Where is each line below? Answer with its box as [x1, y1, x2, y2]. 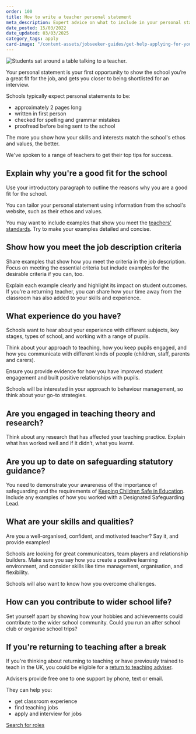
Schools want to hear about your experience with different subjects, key [6, 326, 179, 334]
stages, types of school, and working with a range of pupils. [6, 333, 150, 340]
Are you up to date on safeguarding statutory [6, 456, 173, 466]
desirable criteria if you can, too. [6, 270, 84, 277]
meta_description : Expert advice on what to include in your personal [6, 19, 181, 25]
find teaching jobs [14, 704, 58, 711]
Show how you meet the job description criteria [6, 243, 182, 252]
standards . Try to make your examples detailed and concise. [6, 225, 152, 232]
